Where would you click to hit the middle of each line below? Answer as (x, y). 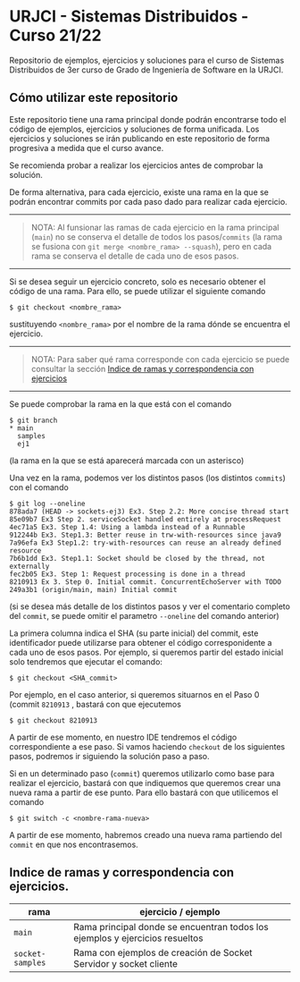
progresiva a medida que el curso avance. (87, 148)
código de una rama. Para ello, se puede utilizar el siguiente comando (137, 291)
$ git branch (33, 420)
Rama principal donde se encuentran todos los (171, 927)
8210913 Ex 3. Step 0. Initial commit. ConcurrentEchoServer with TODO (145, 582)
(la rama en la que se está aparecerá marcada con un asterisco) (127, 460)
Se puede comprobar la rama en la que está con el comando (121, 403)
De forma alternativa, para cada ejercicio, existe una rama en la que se (139, 192)
